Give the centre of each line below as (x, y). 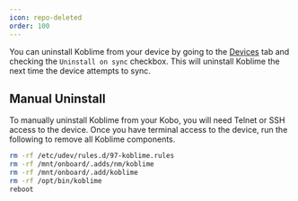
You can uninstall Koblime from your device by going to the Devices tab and (149, 51)
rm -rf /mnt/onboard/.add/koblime (74, 173)
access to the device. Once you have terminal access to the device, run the (149, 130)
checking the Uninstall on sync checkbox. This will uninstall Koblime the (145, 61)
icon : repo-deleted (46, 17)
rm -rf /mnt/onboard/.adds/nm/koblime (82, 164)
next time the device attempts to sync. (80, 70)
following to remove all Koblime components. (92, 139)
